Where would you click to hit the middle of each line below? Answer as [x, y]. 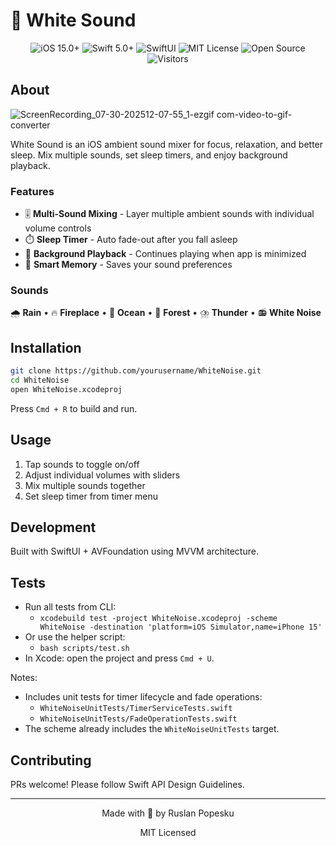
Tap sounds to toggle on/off [82, 464]
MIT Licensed [168, 833]
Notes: [24, 678]
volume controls [58, 228]
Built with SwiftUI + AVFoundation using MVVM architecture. [134, 551]
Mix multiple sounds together [85, 485]
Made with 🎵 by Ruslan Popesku [168, 813]
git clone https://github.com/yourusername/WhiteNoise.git [136, 371]
